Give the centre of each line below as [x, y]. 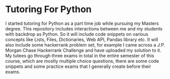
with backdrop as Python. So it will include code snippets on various [77, 34]
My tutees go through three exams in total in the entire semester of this [80, 55]
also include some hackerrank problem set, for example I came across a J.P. [85, 45]
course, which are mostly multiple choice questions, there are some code [82, 61]
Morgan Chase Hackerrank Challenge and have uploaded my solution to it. [83, 50]
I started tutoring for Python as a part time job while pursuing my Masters [82, 23]
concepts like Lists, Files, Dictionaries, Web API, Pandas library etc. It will [82, 39]
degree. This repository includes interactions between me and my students [84, 28]
